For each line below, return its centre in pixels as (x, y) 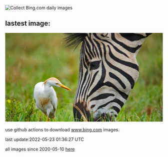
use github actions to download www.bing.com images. (62, 130)
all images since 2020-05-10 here (40, 149)
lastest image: (28, 23)
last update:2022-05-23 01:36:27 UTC (44, 139)
